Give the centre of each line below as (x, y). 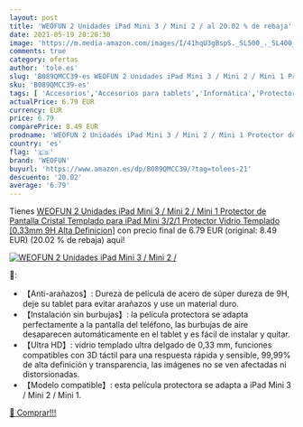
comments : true (38, 51)
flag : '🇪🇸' (32, 152)
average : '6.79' (40, 186)
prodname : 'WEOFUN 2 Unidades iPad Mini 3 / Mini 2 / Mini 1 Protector (147, 135)
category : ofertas (44, 60)
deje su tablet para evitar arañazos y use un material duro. (130, 304)
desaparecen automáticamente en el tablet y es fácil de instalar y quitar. (156, 334)
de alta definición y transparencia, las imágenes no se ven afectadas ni (154, 365)
